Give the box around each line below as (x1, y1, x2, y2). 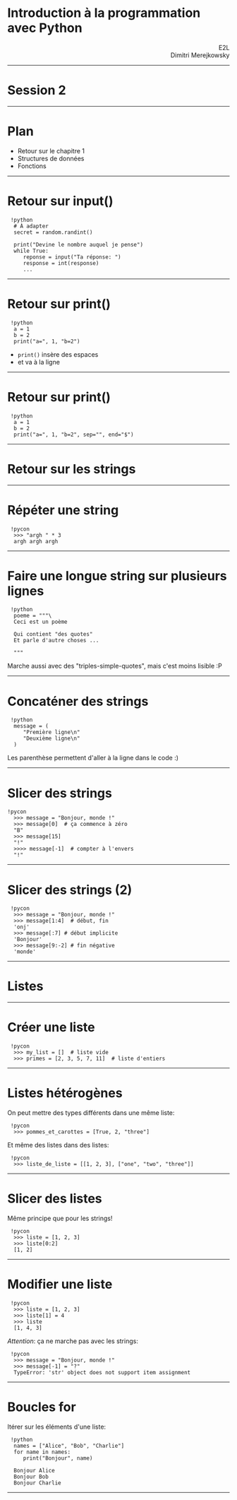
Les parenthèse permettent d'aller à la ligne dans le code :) (7, 754, 178, 762)
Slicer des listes (7, 1191, 102, 1207)
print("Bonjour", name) (23, 1454, 93, 1462)
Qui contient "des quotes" (13, 631, 93, 638)
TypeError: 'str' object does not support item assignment (13, 1369, 191, 1376)
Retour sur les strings (7, 461, 136, 477)
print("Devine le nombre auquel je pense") (13, 241, 143, 248)
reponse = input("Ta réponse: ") (23, 253, 121, 261)
